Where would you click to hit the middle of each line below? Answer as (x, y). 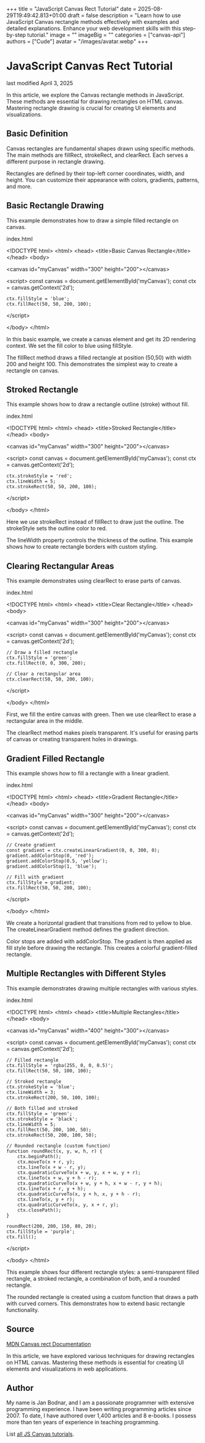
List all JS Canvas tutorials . (40, 1434)
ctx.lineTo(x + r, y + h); (52, 1189)
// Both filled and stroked (42, 1108)
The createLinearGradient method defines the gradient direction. (88, 929)
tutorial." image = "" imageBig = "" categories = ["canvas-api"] (106, 35)
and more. (19, 186)
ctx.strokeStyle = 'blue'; (41, 1087)
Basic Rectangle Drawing (55, 205)
